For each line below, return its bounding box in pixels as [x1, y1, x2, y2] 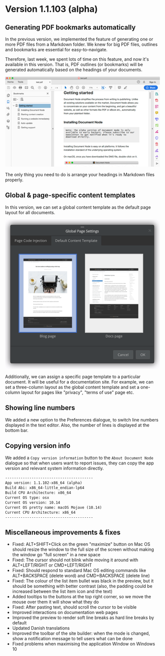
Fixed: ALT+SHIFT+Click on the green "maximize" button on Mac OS [12, 541, 151, 547]
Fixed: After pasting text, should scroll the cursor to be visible [12, 604, 137, 610]
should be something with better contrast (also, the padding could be [12, 583, 153, 589]
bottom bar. [5, 427, 28, 433]
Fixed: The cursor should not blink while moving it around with [12, 557, 138, 563]
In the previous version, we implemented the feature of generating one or [5, 36, 153, 42]
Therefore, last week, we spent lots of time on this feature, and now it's [5, 56, 149, 62]
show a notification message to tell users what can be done [12, 636, 133, 642]
